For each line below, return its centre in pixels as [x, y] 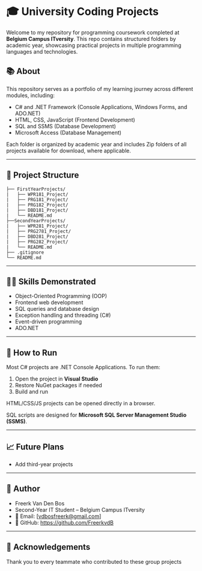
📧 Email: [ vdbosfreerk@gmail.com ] [58, 516]
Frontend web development [49, 302]
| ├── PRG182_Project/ [37, 205]
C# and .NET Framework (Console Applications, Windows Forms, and [101, 107]
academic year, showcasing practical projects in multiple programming [94, 45]
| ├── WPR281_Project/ [37, 226]
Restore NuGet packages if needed [58, 385]
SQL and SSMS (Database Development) [65, 126]
